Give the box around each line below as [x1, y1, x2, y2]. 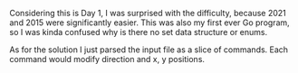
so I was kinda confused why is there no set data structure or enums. [9, 27, 268, 37]
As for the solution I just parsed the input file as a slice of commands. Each [9, 44, 288, 55]
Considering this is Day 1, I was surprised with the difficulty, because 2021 [9, 8, 287, 18]
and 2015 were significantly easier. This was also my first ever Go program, [9, 17, 290, 28]
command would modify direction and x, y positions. [9, 54, 206, 64]
